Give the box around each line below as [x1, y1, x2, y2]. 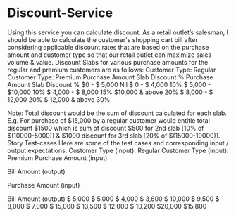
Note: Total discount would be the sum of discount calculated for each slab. [7, 109, 228, 117]
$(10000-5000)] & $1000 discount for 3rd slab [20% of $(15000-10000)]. [7, 131, 221, 140]
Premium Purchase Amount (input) [7, 153, 108, 162]
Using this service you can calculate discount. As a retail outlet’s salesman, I [7, 28, 229, 37]
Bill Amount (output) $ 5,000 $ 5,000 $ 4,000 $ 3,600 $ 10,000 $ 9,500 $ [7, 195, 220, 203]
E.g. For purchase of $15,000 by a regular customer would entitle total [7, 116, 210, 124]
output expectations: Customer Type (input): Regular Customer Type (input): [7, 146, 229, 154]
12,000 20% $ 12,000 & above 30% [7, 95, 111, 103]
